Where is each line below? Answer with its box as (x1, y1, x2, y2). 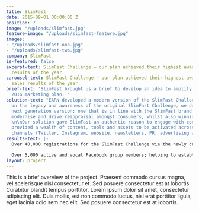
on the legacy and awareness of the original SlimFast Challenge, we (11, 102, 187, 109)
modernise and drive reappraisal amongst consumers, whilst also (11, 113, 176, 119)
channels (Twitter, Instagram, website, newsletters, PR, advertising (11, 130, 190, 137)
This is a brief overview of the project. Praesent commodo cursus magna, (6, 173, 185, 181)
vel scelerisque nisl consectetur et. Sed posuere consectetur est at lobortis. (6, 180, 191, 187)
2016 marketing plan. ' (11, 91, 70, 97)
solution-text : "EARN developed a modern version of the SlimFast (6, 97, 174, 103)
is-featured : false (6, 58, 54, 64)
